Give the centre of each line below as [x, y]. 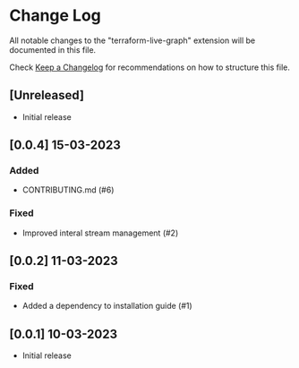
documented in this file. [53, 49]
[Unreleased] [47, 95]
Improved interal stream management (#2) [100, 233]
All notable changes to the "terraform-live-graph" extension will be [132, 40]
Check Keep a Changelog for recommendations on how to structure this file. [150, 67]
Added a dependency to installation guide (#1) [107, 306]
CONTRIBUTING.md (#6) [68, 190]
